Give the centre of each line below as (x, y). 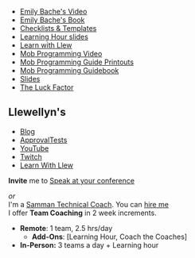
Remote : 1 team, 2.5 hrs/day (66, 228)
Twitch (31, 156)
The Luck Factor (47, 87)
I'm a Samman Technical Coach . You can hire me (89, 204)
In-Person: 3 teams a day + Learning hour (89, 245)
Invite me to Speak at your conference (72, 180)
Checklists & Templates (58, 28)
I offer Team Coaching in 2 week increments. (82, 213)
